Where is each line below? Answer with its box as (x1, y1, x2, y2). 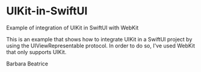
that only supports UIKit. (6, 48, 67, 55)
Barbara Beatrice (6, 60, 49, 67)
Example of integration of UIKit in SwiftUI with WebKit (6, 24, 139, 31)
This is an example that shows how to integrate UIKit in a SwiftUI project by (6, 35, 193, 43)
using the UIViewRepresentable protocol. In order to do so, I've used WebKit (6, 42, 196, 49)
